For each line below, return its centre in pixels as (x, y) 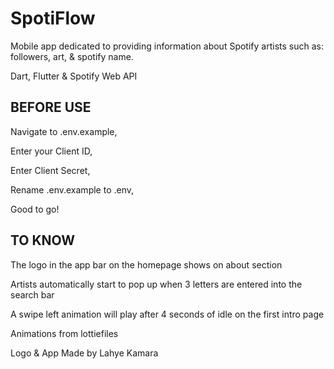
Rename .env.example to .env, (72, 189)
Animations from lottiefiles (64, 333)
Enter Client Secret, (50, 170)
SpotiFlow (53, 18)
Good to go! (35, 209)
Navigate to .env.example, (64, 131)
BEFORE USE (51, 107)
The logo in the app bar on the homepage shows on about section (146, 264)
